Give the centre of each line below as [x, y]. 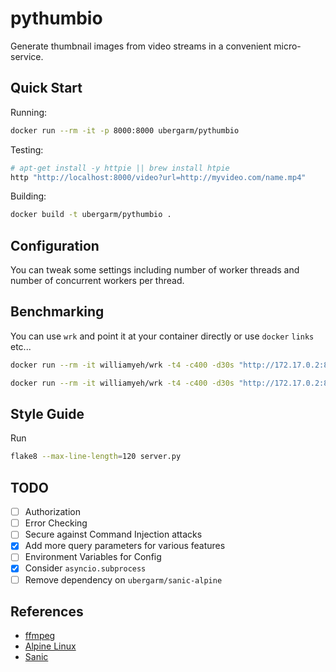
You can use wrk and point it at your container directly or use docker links [162, 336]
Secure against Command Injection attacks [113, 534]
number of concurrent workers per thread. [97, 281]
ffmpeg [40, 636]
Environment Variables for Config [93, 557]
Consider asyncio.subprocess [85, 568]
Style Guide [47, 414]
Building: [28, 196]
